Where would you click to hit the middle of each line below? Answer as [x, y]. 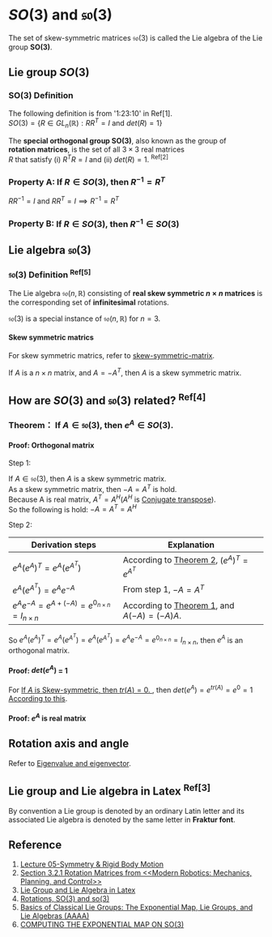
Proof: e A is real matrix [47, 717]
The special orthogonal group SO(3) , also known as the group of [117, 141]
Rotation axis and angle [69, 744]
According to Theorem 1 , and [178, 605]
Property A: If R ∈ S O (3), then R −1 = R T [87, 181]
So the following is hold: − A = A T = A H [73, 508]
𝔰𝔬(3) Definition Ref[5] [50, 274]
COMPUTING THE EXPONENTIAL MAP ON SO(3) [102, 925]
